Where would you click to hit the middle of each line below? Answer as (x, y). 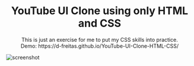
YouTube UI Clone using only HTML (100, 11)
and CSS (100, 23)
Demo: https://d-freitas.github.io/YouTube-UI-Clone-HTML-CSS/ (100, 46)
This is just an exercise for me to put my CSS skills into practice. (100, 39)
